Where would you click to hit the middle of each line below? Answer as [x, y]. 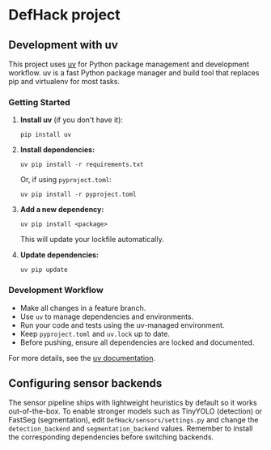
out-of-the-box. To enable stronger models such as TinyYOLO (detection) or [135, 411]
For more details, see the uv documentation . [82, 358]
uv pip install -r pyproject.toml [78, 195]
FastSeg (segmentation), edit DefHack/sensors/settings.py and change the [133, 420]
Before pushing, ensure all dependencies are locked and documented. [137, 342]
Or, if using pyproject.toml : [66, 180]
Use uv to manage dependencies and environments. [107, 316]
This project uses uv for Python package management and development [129, 64]
